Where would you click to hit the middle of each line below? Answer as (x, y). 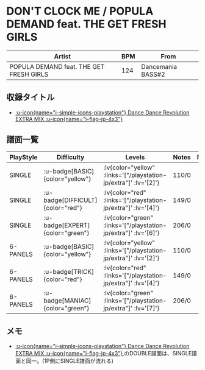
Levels (135, 157)
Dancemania (159, 66)
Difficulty (70, 157)
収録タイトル (31, 98)
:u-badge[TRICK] (69, 271)
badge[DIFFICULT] (70, 200)
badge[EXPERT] (67, 225)
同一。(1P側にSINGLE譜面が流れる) (70, 361)
